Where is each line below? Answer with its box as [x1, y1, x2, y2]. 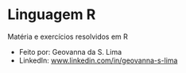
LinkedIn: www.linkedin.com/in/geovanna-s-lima [18, 56, 178, 65]
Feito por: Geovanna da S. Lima [18, 47, 122, 56]
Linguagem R [7, 6, 96, 24]
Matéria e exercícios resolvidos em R [7, 32, 129, 41]
